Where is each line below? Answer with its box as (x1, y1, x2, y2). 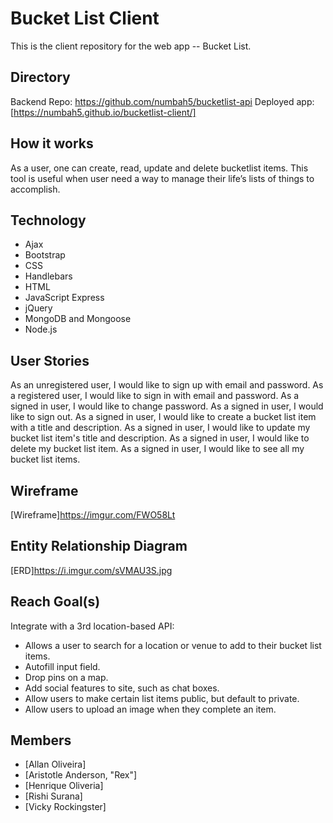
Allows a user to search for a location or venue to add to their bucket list (24, 639, 322, 651)
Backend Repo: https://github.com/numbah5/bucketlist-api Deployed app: (10, 95, 315, 107)
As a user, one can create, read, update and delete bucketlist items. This (10, 162, 309, 174)
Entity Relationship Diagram (10, 538, 188, 555)
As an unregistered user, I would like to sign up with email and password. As (10, 379, 324, 391)
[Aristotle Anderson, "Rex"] (24, 769, 138, 781)
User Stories (10, 352, 90, 369)
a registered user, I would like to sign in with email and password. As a (10, 390, 300, 402)
